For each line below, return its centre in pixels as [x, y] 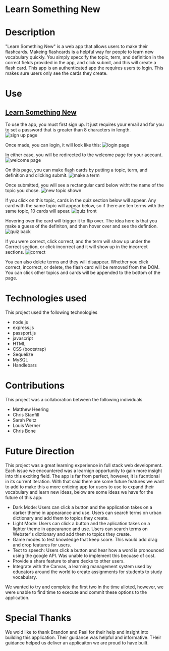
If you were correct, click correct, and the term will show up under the [78, 242]
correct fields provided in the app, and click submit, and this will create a [81, 63]
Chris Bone [24, 431]
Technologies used [46, 298]
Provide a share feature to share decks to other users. [69, 561]
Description [30, 33]
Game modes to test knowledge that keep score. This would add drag [85, 539]
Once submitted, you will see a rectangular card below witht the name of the [84, 185]
